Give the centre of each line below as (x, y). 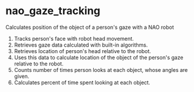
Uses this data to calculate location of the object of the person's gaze (98, 57)
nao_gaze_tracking (53, 11)
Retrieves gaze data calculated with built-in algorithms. (81, 45)
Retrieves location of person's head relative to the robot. (83, 51)
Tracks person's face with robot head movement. (74, 38)
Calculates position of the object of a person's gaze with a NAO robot (90, 27)
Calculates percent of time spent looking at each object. (82, 82)
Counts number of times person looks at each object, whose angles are (101, 70)
